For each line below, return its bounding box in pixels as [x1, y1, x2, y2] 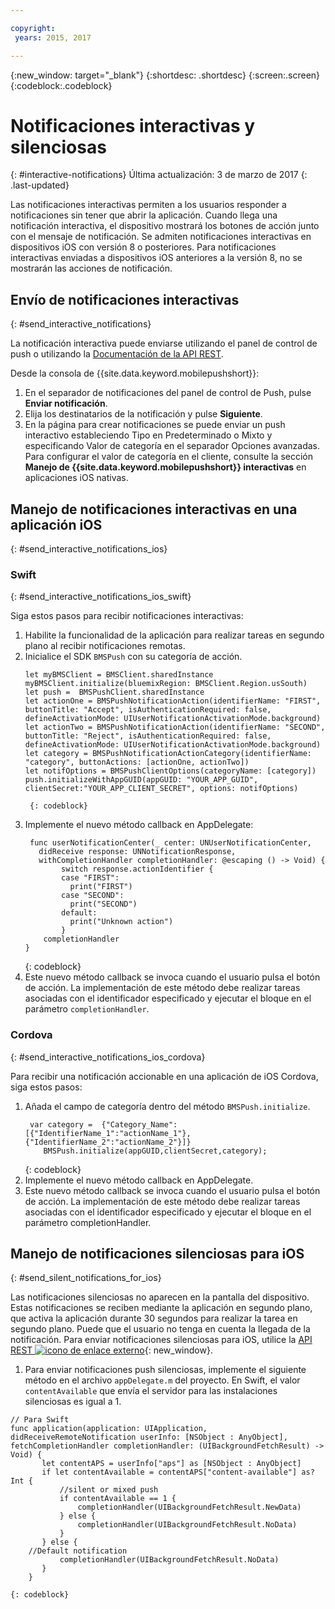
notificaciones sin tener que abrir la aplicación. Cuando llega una [10, 209, 278, 221]
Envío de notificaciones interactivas [10, 291, 240, 308]
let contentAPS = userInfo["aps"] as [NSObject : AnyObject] [41, 1459, 302, 1469]
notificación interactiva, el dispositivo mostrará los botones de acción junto [10, 220, 320, 232]
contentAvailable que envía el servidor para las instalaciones [24, 1385, 278, 1397]
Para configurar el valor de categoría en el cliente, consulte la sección [24, 451, 314, 463]
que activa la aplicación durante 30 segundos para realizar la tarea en [10, 1312, 298, 1325]
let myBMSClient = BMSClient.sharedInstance [24, 670, 214, 680]
